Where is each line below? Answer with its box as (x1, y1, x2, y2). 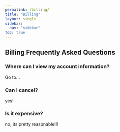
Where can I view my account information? (5, 63, 110, 70)
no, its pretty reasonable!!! (5, 121, 59, 127)
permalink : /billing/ (5, 7, 50, 12)
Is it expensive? (5, 110, 43, 117)
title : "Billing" (5, 12, 41, 17)
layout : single (5, 16, 36, 21)
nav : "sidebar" (9, 26, 41, 31)
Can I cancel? (5, 87, 38, 94)
